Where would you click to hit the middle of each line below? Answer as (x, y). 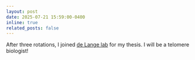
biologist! (17, 51)
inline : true (22, 22)
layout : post (22, 11)
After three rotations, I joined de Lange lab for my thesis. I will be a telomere (98, 45)
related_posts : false (33, 28)
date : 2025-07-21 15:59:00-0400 (46, 17)
